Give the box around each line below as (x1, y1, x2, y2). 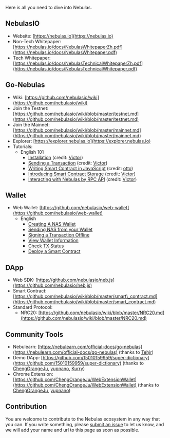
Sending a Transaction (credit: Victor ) (28, 159, 108, 166)
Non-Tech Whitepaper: (12, 38, 62, 44)
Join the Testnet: (12, 105, 49, 111)
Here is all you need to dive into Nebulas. (5, 5, 92, 10)
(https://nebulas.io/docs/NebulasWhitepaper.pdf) (12, 49, 117, 56)
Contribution (5, 402, 47, 411)
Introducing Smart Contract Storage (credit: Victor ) (28, 171, 136, 177)
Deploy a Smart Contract (28, 248, 81, 254)
